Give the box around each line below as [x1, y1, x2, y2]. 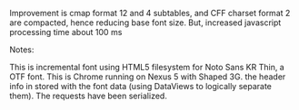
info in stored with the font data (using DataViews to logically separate [9, 81, 273, 91]
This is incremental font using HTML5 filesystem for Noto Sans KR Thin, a [9, 62, 284, 72]
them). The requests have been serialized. [9, 90, 168, 101]
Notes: [9, 44, 35, 55]
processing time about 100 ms [9, 27, 123, 37]
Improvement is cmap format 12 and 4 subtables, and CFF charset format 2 [9, 8, 291, 18]
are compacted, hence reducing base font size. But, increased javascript [9, 17, 282, 28]
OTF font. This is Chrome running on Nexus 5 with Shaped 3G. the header [9, 71, 286, 82]
